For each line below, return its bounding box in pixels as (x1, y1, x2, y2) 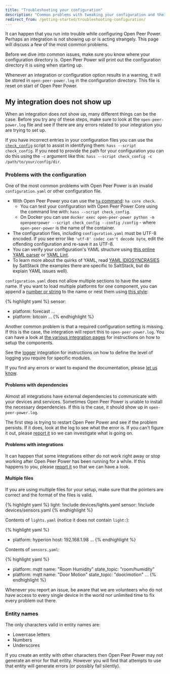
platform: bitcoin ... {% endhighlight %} (12, 314, 95, 320)
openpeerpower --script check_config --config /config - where (20, 219, 156, 226)
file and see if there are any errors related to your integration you (27, 122, 162, 128)
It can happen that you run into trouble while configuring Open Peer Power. (5, 31, 162, 37)
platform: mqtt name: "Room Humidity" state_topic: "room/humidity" (12, 566, 155, 572)
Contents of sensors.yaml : (5, 547, 60, 553)
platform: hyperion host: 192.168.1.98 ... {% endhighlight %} (12, 536, 136, 543)
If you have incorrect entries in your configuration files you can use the (5, 137, 153, 143)
